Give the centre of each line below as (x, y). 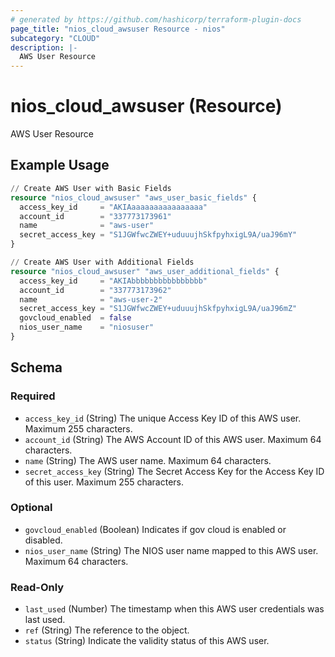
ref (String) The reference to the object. (107, 630)
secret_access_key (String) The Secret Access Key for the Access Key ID (174, 471)
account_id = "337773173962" (95, 290)
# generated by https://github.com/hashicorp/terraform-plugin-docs (156, 19)
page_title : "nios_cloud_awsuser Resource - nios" (118, 29)
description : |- (44, 47)
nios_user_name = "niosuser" (87, 327)
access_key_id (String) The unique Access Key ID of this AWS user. (163, 418)
